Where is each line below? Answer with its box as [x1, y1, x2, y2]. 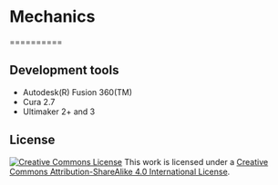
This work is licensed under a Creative [124, 156, 269, 167]
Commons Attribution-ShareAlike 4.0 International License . [9, 166, 231, 177]
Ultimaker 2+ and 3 [22, 106, 96, 117]
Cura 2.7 [22, 96, 56, 107]
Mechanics [9, 6, 96, 27]
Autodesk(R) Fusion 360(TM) [22, 86, 133, 97]
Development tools [9, 63, 119, 78]
